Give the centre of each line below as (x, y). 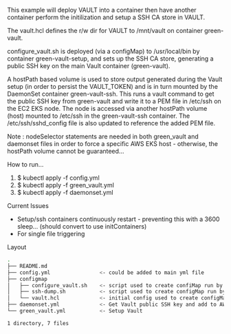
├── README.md (27, 266)
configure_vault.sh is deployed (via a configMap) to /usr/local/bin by (103, 51)
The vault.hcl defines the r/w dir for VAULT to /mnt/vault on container (105, 31)
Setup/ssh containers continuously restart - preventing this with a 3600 (118, 219)
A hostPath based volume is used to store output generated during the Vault (115, 79)
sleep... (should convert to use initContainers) (82, 226)
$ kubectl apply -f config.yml (58, 178)
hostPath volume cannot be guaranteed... (66, 151)
